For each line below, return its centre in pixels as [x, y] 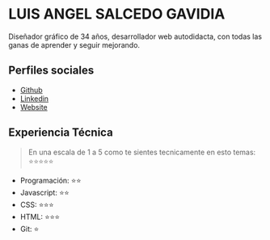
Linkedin [34, 99]
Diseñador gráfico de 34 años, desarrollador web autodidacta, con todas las [135, 36]
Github [31, 90]
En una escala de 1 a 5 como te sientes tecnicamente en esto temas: [142, 152]
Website [34, 107]
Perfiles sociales [51, 71]
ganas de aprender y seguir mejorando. [74, 44]
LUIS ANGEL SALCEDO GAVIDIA [117, 14]
